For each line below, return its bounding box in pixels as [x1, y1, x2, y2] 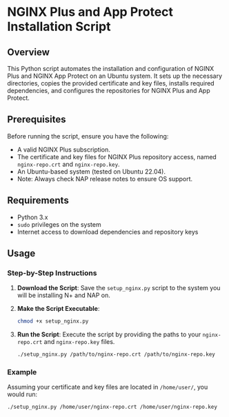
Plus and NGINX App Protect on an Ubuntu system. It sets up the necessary [7, 72, 223, 80]
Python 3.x [17, 213, 48, 221]
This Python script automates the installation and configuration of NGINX [7, 65, 215, 72]
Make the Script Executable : [17, 305, 100, 313]
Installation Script [7, 19, 111, 34]
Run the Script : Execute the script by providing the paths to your [17, 330, 201, 338]
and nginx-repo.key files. [43, 338, 115, 346]
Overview [7, 46, 50, 58]
